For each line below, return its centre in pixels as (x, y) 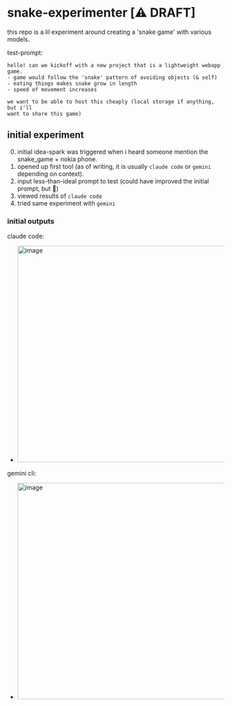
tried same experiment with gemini (66, 203)
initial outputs (31, 221)
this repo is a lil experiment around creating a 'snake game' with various (109, 32)
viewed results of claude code (59, 196)
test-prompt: (25, 53)
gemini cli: (22, 473)
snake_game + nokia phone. (57, 159)
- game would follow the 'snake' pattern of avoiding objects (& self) (112, 78)
